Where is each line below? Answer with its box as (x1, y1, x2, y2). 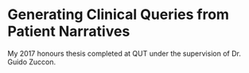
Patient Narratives (7, 22, 130, 40)
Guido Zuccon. (7, 57, 56, 67)
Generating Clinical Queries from (7, 6, 230, 24)
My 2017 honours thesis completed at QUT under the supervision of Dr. (7, 48, 242, 58)
